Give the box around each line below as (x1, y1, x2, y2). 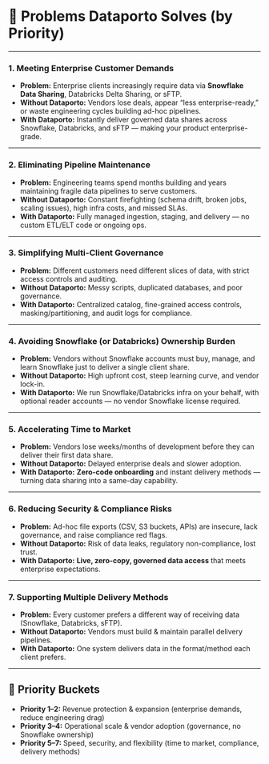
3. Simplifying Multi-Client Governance (8, 247, 164, 258)
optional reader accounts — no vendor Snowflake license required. (19, 396, 241, 406)
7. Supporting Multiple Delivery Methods (8, 591, 169, 602)
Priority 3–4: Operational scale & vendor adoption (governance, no (19, 721, 242, 730)
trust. (19, 547, 38, 557)
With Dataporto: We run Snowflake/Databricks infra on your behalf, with (19, 388, 259, 398)
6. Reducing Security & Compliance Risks (8, 503, 172, 514)
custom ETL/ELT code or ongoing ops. (19, 220, 147, 230)
